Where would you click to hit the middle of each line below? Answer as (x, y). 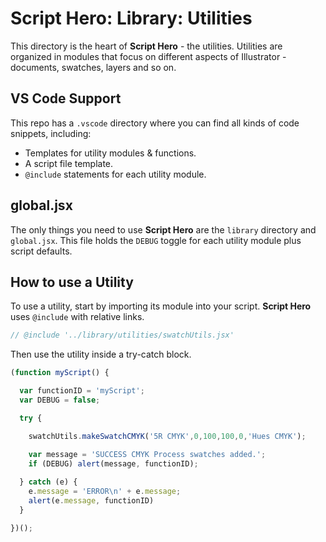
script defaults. (41, 251)
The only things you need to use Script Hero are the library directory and (163, 229)
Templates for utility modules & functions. (110, 153)
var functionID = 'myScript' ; (82, 391)
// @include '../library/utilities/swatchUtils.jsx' (122, 335)
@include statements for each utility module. (115, 174)
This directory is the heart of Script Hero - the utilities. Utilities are (146, 46)
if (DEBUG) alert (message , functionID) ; (113, 463)
